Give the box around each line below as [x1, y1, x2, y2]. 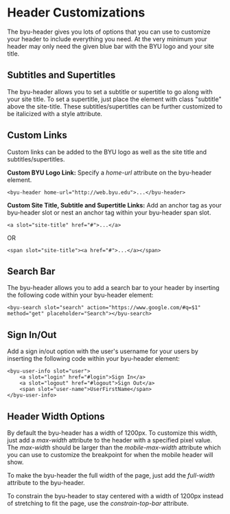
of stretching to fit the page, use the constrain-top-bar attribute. [7, 500, 189, 507]
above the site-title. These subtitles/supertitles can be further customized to [7, 102, 223, 111]
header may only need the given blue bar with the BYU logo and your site [7, 42, 214, 50]
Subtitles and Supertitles [7, 69, 116, 81]
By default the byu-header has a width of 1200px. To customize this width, [7, 429, 218, 437]
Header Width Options [7, 410, 105, 422]
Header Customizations [7, 5, 146, 21]
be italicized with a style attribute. [7, 109, 103, 118]
